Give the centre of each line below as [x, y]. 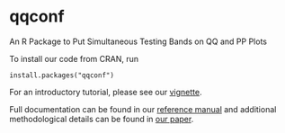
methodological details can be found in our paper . [102, 119]
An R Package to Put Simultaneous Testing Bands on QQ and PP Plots [138, 41]
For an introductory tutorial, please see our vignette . [106, 92]
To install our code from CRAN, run [74, 58]
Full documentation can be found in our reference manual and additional [143, 109]
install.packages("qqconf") [62, 75]
